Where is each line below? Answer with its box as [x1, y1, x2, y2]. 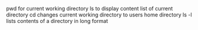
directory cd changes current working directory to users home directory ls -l [6, 11, 192, 18]
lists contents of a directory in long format [6, 18, 108, 24]
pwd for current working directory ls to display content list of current [6, 5, 173, 12]
